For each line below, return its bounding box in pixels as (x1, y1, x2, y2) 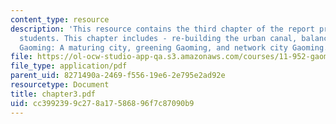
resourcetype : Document (10, 80, 110, 90)
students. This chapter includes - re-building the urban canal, (19, 33, 298, 43)
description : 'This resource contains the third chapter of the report (10, 24, 315, 34)
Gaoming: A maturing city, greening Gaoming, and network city (19, 42, 288, 53)
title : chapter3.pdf (10, 89, 97, 99)
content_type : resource (10, 14, 110, 25)
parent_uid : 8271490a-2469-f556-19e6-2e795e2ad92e (10, 71, 226, 81)
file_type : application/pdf (10, 61, 128, 71)
